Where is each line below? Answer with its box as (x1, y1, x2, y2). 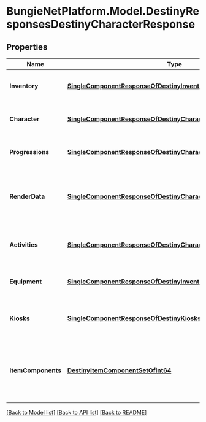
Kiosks (9, 314, 30, 323)
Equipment (9, 277, 42, 286)
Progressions (9, 148, 50, 156)
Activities (9, 240, 38, 249)
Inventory (9, 82, 39, 90)
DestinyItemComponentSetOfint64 (67, 366, 172, 375)
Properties (6, 42, 48, 52)
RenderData (9, 192, 45, 201)
